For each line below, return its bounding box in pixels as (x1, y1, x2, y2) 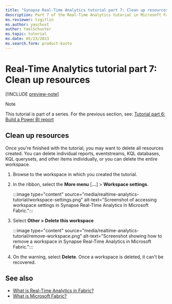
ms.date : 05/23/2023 (5, 36, 50, 42)
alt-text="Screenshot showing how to (83, 233, 162, 239)
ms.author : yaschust (5, 22, 50, 27)
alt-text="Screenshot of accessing (84, 196, 157, 203)
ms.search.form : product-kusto (5, 41, 72, 46)
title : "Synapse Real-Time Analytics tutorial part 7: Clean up (5, 7, 145, 13)
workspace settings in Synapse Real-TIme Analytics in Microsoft (12, 202, 149, 208)
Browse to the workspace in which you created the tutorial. (12, 171, 137, 177)
